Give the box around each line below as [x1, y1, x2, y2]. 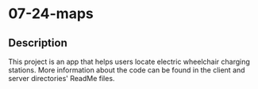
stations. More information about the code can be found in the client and [8, 65, 245, 75]
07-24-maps [8, 5, 94, 23]
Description [8, 36, 67, 50]
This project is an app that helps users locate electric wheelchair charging [8, 57, 250, 66]
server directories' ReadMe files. [8, 74, 115, 83]
